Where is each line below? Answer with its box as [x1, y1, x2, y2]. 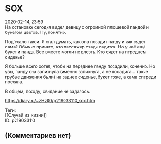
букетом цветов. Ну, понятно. [5, 29, 66, 35]
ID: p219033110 [5, 117, 35, 123]
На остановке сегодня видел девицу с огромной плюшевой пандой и [5, 24, 149, 30]
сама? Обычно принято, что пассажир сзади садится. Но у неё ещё [5, 44, 146, 49]
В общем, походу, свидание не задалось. [5, 88, 91, 94]
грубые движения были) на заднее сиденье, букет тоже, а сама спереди [5, 74, 157, 80]
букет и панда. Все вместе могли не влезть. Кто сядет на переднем [5, 49, 146, 55]
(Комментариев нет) [5, 131, 71, 140]
